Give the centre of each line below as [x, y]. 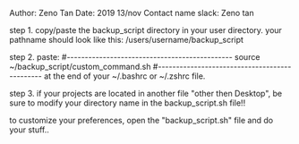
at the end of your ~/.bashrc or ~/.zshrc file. [124, 76]
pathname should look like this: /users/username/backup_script [127, 40]
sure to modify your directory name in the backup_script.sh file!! [128, 103]
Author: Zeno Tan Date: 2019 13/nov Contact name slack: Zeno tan [132, 13]
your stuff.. [29, 130]
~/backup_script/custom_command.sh [80, 67]
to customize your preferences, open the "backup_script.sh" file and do [141, 120]
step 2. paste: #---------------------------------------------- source [135, 57]
